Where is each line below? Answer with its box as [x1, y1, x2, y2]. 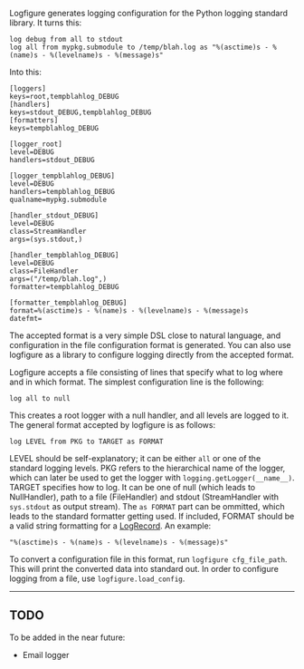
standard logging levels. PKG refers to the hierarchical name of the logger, [9, 462, 286, 473]
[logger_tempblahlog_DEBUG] [9, 171, 116, 180]
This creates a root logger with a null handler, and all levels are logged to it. [9, 410, 290, 421]
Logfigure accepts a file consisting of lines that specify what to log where [9, 367, 283, 377]
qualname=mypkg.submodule [9, 195, 107, 204]
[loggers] [9, 84, 47, 93]
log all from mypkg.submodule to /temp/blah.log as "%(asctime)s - [9, 43, 270, 52]
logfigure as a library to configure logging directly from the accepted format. [9, 349, 294, 360]
